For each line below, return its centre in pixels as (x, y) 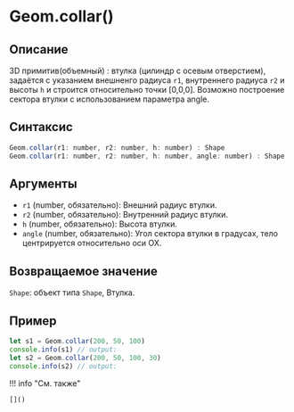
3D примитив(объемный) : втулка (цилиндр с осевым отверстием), (138, 70)
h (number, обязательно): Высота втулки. (100, 224)
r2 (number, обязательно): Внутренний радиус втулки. (125, 215)
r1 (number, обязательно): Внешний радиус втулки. (119, 205)
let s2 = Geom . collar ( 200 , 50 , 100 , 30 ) (86, 358)
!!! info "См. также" (45, 383)
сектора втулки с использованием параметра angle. (110, 99)
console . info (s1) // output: (63, 350)
